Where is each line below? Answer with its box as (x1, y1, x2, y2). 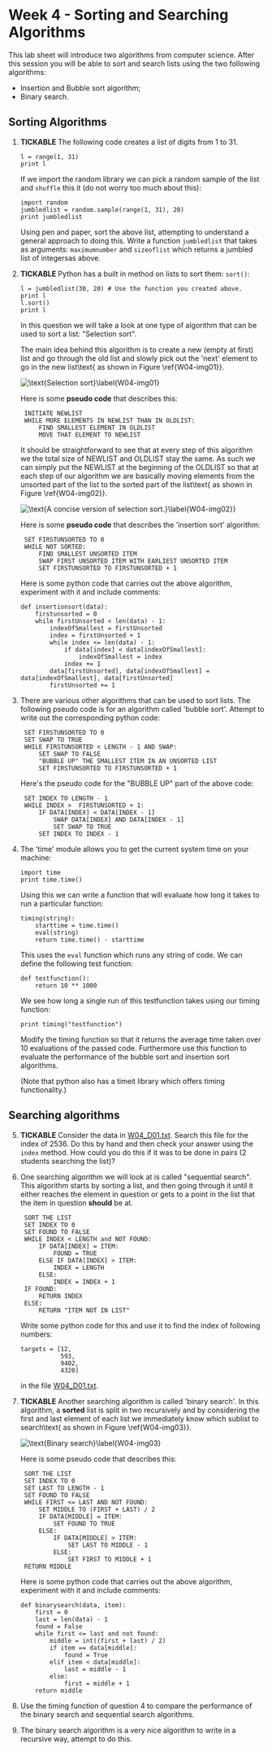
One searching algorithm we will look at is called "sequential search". (19, 1171, 252, 1182)
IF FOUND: (24, 1284, 58, 1293)
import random (19, 198, 68, 207)
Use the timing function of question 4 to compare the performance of (19, 1701, 253, 1710)
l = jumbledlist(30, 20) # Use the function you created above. (19, 284, 243, 292)
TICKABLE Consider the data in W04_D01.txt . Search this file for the (19, 1130, 249, 1139)
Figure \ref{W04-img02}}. (19, 488, 108, 498)
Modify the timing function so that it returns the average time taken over (19, 1034, 261, 1044)
